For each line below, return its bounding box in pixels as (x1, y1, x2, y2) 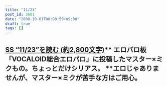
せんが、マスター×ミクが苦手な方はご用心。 (5, 73, 141, 82)
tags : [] (5, 26, 24, 31)
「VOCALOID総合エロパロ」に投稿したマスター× (5, 55, 156, 63)
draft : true (5, 21, 30, 26)
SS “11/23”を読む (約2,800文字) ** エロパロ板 (5, 45, 146, 54)
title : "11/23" (5, 7, 37, 12)
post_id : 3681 (5, 12, 35, 17)
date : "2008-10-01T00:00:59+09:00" (5, 16, 80, 21)
